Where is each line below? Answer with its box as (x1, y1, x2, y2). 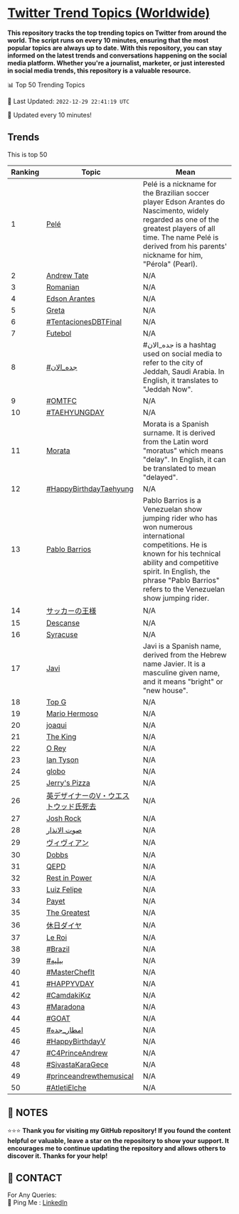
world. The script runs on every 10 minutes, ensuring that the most (7, 36, 209, 44)
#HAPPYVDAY (46, 979, 95, 989)
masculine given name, (142, 667, 221, 677)
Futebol (46, 328, 72, 338)
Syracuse (46, 629, 78, 639)
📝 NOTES (7, 1107, 48, 1119)
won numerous (142, 522, 193, 532)
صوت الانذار (46, 824, 83, 834)
